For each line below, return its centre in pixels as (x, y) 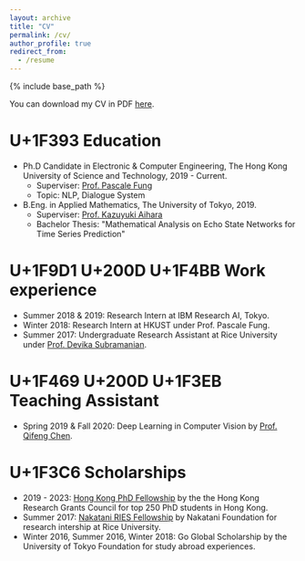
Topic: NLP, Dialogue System (91, 195)
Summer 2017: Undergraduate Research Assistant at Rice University (150, 335)
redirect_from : (38, 52)
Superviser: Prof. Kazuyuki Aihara (99, 214)
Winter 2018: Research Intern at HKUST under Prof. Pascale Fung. (146, 325)
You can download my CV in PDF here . (82, 104)
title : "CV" (32, 26)
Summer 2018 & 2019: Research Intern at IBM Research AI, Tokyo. (146, 315)
